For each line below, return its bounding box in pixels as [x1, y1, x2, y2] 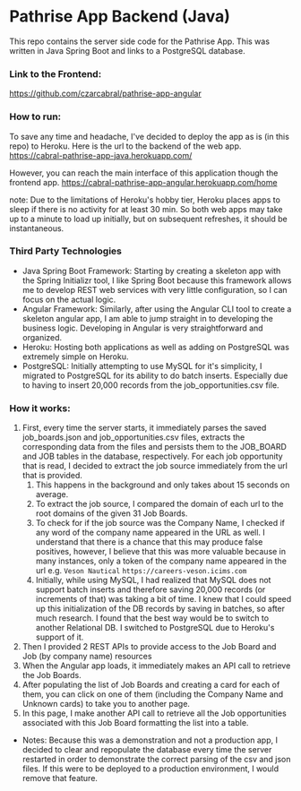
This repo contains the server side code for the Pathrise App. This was [9, 36, 271, 47]
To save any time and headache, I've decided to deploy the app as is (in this [9, 131, 289, 142]
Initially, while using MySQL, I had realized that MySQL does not [35, 575, 271, 586]
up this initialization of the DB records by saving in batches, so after [35, 603, 285, 615]
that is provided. [21, 470, 83, 481]
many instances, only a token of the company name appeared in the [35, 555, 287, 566]
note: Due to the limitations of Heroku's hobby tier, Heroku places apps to [9, 194, 280, 205]
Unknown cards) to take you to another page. [21, 699, 191, 709]
